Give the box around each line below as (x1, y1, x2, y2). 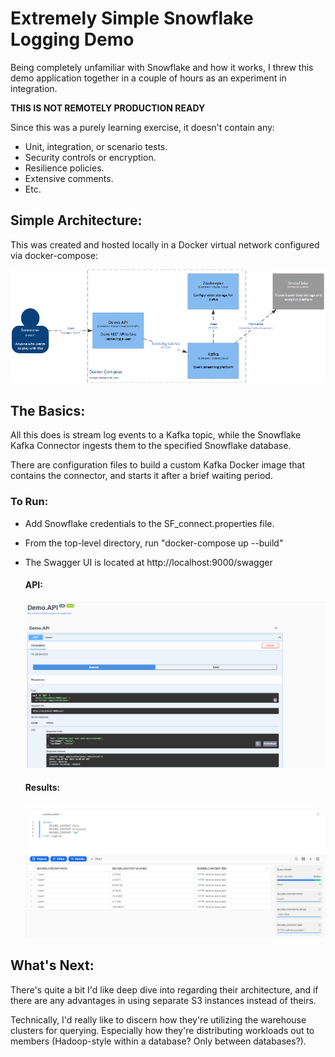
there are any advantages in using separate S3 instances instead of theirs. (10, 994, 317, 1006)
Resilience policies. (24, 162, 105, 174)
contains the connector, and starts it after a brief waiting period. (10, 470, 273, 482)
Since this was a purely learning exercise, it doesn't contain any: (10, 121, 275, 133)
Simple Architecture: (10, 212, 143, 229)
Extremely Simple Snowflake (10, 7, 254, 30)
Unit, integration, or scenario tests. (24, 140, 168, 152)
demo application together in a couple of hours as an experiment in (10, 72, 287, 84)
